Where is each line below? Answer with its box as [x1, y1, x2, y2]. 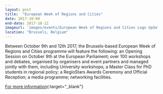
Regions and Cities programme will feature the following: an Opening [5, 48, 143, 54]
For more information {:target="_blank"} [5, 84, 83, 89]
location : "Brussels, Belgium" [5, 30, 68, 35]
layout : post [5, 7, 32, 12]
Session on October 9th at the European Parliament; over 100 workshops [5, 54, 151, 59]
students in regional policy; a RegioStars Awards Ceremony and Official [5, 69, 147, 75]
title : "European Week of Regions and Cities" [5, 12, 103, 17]
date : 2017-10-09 [5, 16, 40, 21]
